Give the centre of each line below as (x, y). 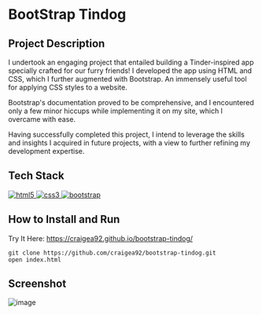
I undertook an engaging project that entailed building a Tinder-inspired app (131, 62)
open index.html (35, 260)
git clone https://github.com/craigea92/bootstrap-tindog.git (112, 253)
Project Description (57, 44)
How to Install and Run (64, 220)
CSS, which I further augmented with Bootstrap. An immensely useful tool (127, 79)
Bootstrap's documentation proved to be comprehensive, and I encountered (131, 103)
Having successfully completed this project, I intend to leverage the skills (127, 134)
